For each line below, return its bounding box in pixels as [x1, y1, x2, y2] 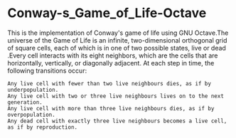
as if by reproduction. [7, 123, 78, 131]
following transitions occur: [7, 66, 87, 75]
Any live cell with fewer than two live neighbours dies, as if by [7, 80, 212, 87]
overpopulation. [7, 111, 55, 118]
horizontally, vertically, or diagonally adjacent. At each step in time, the [7, 58, 215, 67]
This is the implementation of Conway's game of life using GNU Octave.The [7, 28, 229, 37]
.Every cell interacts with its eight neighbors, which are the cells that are [7, 51, 218, 60]
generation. [7, 98, 43, 106]
